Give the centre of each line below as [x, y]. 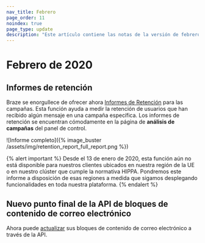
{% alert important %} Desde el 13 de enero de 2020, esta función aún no [99, 159]
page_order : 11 [26, 18]
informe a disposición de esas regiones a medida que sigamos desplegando [102, 178]
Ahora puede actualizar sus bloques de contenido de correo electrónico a [99, 228]
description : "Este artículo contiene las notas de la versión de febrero [103, 35]
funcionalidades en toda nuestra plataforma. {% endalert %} [82, 185]
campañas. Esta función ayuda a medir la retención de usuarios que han [97, 109]
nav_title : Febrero [31, 12]
